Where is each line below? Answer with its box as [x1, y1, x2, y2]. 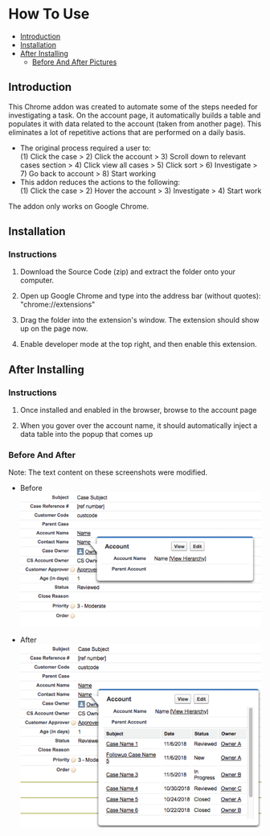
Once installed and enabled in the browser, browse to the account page [19, 406, 257, 415]
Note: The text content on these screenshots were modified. [8, 467, 208, 477]
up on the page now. [19, 323, 88, 334]
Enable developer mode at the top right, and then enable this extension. [19, 340, 257, 349]
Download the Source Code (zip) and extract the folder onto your [19, 267, 235, 277]
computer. [19, 275, 55, 286]
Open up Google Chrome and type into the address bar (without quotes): [19, 291, 261, 301]
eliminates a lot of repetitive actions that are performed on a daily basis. [8, 127, 246, 137]
